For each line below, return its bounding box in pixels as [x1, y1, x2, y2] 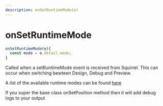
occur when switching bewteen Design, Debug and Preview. [5, 70, 131, 76]
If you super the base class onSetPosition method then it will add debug [5, 90, 156, 96]
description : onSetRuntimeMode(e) [5, 7, 79, 13]
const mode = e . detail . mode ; [10, 51, 72, 56]
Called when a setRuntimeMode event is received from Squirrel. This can [5, 64, 158, 71]
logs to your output [5, 95, 45, 101]
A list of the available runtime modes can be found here [5, 80, 122, 86]
